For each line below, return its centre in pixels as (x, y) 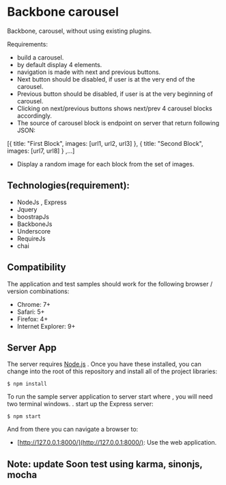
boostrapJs (33, 216)
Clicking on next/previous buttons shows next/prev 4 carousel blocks (115, 108)
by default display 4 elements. (59, 64)
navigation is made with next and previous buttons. (89, 72)
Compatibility (37, 268)
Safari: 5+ (31, 312)
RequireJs (31, 238)
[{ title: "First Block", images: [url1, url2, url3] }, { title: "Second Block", (105, 143)
